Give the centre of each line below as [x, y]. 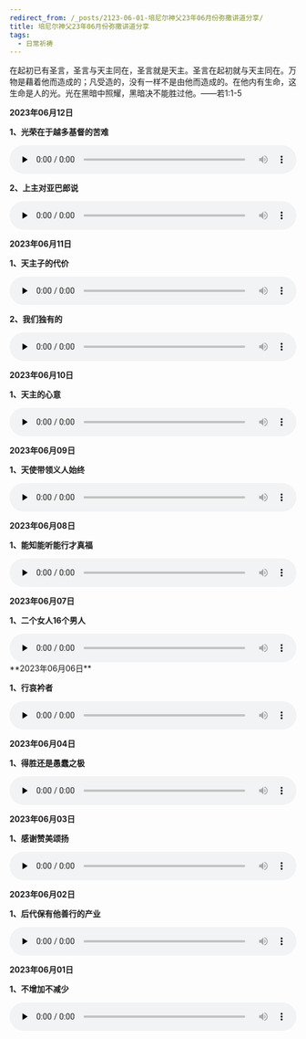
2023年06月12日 [41, 113]
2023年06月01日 [42, 970]
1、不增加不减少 [40, 989]
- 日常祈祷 [36, 43]
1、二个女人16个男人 [48, 621]
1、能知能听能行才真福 [51, 545]
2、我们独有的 [36, 320]
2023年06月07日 [42, 601]
